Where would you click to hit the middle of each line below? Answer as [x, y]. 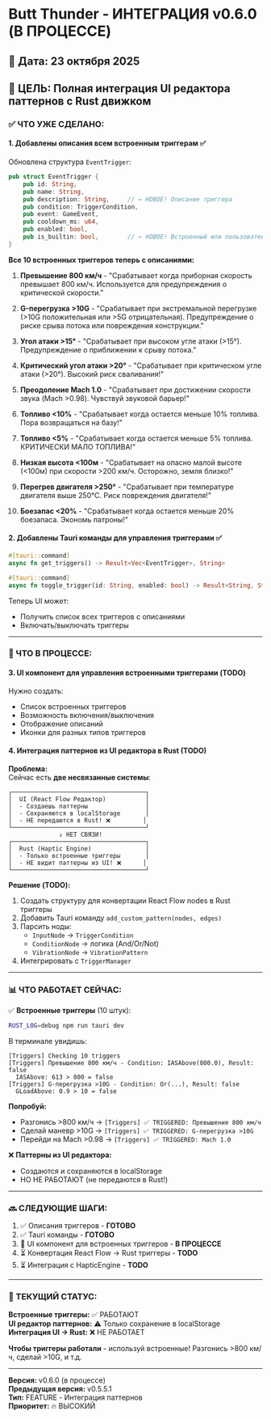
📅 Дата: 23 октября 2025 [74, 61]
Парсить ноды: [46, 926]
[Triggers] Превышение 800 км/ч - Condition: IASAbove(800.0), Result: [131, 1063]
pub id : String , [50, 184]
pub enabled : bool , [56, 230]
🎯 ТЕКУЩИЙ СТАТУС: [53, 1297]
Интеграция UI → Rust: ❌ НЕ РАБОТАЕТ [77, 1332]
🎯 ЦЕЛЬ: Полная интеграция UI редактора [119, 89]
